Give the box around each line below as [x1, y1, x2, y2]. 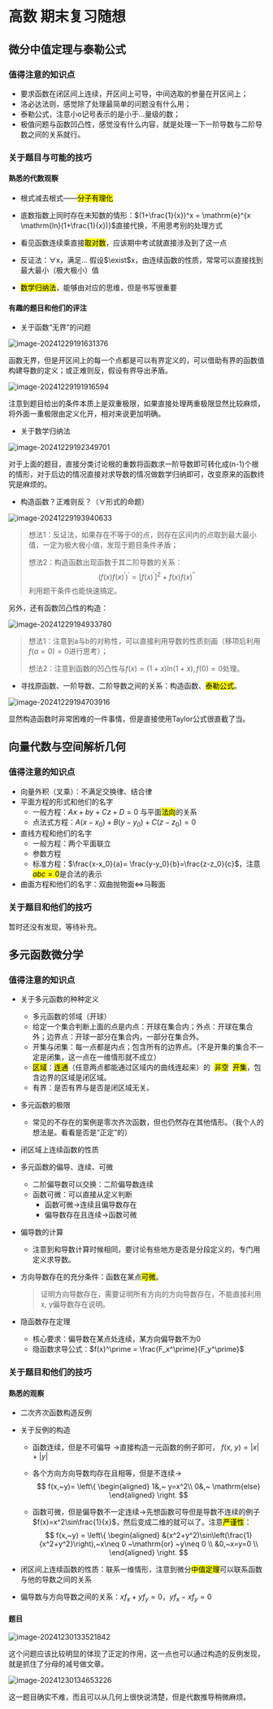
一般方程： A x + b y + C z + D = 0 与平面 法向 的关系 [32, 806, 197, 816]
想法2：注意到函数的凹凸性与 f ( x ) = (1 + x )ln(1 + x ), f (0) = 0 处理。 [28, 663, 245, 673]
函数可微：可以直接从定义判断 [32, 1190, 132, 1200]
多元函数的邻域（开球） [32, 1012, 111, 1021]
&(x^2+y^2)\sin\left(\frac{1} [162, 1531, 253, 1541]
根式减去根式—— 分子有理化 [19, 193, 114, 203]
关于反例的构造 [19, 1425, 71, 1435]
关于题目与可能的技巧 [8, 151, 92, 163]
